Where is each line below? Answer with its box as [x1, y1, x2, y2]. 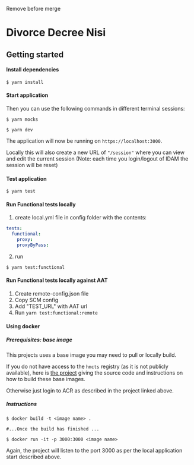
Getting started [6, 49, 64, 59]
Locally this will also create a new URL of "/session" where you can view [6, 149, 185, 156]
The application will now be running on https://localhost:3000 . [6, 137, 163, 144]
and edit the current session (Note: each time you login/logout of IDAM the [6, 155, 189, 162]
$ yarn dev [6, 127, 33, 133]
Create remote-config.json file [14, 290, 89, 297]
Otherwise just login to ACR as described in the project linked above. [6, 387, 174, 394]
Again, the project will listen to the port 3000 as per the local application [6, 447, 183, 454]
